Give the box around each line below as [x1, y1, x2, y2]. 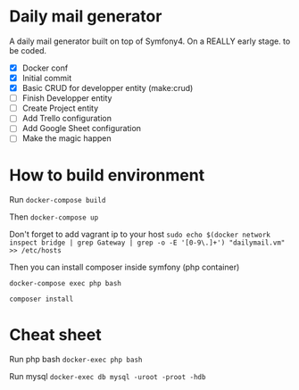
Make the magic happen [21, 133, 112, 144]
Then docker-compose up [9, 212, 99, 222]
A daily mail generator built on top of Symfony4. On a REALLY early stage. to [9, 36, 291, 46]
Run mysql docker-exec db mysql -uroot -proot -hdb [9, 371, 206, 382]
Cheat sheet [9, 324, 102, 344]
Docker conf [21, 62, 69, 73]
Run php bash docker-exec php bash [9, 354, 143, 365]
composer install [9, 295, 74, 304]
